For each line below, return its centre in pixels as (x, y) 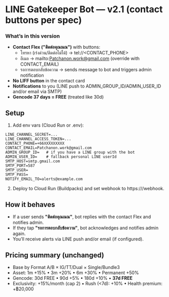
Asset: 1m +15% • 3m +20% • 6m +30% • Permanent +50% (76, 273)
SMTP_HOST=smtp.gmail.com (32, 161)
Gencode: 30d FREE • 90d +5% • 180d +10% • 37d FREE (73, 278)
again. (19, 234)
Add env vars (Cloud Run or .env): (48, 125)
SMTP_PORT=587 (20, 166)
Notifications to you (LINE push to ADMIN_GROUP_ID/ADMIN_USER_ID (87, 86)
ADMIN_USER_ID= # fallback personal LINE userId (61, 157)
